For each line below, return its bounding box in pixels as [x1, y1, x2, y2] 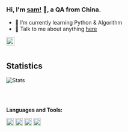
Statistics [6, 61, 43, 71]
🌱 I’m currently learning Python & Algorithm [14, 19, 123, 26]
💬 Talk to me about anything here [14, 25, 97, 32]
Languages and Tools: [6, 106, 63, 113]
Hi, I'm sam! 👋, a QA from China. [6, 5, 101, 14]
